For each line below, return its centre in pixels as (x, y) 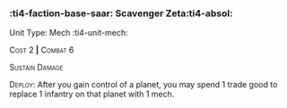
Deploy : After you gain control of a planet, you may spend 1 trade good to (143, 85)
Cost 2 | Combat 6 (42, 50)
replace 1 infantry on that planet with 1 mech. (92, 94)
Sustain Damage (36, 67)
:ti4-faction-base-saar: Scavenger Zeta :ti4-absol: (121, 13)
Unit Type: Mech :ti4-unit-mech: (69, 33)
